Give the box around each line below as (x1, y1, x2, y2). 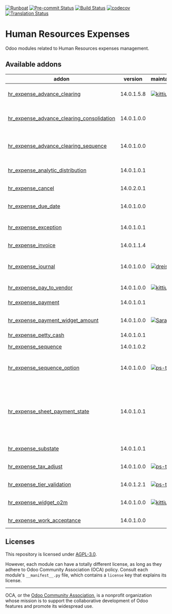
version (123, 75, 143, 82)
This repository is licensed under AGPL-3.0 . (5, 551, 97, 557)
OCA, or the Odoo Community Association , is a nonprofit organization (5, 592, 152, 598)
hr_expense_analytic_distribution (8, 167, 87, 174)
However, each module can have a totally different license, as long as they (5, 561, 162, 567)
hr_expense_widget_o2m (8, 499, 68, 506)
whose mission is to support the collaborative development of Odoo (5, 598, 148, 604)
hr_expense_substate (8, 445, 59, 452)
